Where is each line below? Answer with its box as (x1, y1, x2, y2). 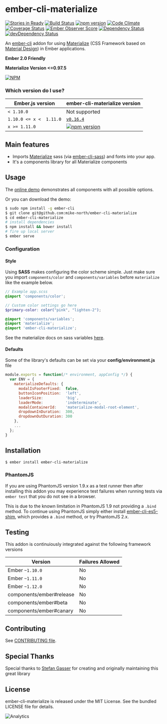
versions (5, 546, 23, 552)
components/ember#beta (7, 599, 68, 606)
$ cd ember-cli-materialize (5, 215, 64, 220)
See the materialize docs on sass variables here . (5, 335, 105, 341)
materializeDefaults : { (14, 382, 64, 387)
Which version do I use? (5, 87, 65, 94)
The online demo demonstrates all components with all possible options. (5, 186, 154, 193)
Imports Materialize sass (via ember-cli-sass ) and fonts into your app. (12, 154, 156, 160)
